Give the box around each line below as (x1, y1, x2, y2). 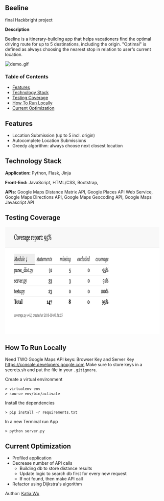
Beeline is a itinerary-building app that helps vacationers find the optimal (5, 36, 152, 42)
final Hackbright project (5, 17, 53, 23)
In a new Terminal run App (5, 419, 58, 425)
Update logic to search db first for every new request (19, 471, 127, 477)
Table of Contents (5, 73, 49, 80)
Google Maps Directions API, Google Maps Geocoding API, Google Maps (5, 194, 152, 200)
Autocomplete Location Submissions (12, 137, 87, 143)
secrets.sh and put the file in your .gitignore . (5, 367, 97, 373)
